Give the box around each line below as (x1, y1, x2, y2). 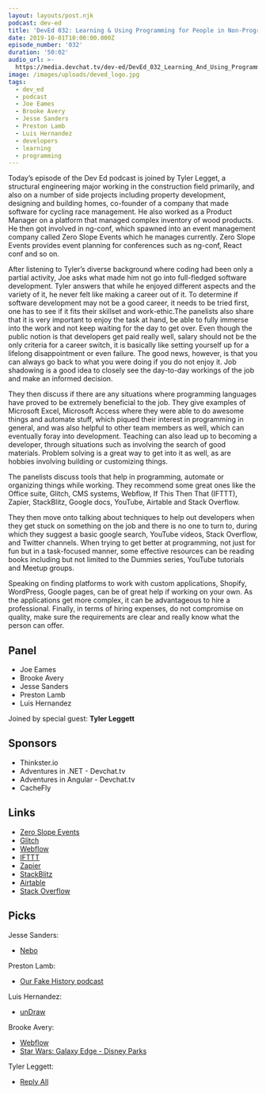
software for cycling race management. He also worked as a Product (8, 207, 232, 216)
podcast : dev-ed (8, 19, 62, 27)
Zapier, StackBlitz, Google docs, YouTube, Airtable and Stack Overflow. (8, 497, 240, 507)
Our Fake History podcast (19, 976, 104, 985)
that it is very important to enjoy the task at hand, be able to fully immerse (8, 315, 249, 325)
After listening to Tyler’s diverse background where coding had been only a (8, 265, 253, 274)
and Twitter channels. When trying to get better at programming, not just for (8, 538, 256, 548)
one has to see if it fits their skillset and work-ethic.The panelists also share (8, 307, 254, 316)
